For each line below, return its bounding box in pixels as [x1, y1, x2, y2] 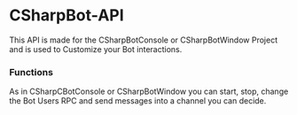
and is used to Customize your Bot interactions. [9, 43, 183, 54]
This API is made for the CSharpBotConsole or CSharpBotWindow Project [9, 34, 277, 45]
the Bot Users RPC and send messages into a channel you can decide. [9, 96, 267, 106]
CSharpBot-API [9, 5, 124, 26]
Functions [9, 65, 53, 78]
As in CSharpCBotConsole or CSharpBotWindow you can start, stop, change [9, 86, 289, 97]
